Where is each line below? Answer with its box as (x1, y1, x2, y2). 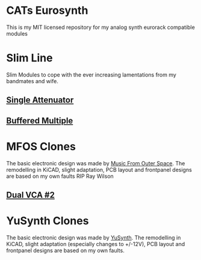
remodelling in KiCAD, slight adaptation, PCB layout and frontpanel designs (6, 166, 193, 173)
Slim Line (6, 51, 53, 65)
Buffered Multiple (6, 115, 73, 125)
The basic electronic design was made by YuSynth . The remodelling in (6, 233, 181, 241)
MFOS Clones (6, 139, 76, 153)
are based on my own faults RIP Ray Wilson (6, 173, 114, 180)
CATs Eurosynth (6, 4, 88, 17)
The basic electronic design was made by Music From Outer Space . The (6, 159, 185, 166)
